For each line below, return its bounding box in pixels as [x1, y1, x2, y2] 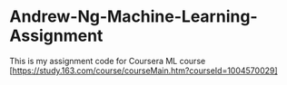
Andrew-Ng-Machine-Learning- [9, 6, 258, 27]
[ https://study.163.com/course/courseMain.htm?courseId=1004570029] [9, 65, 279, 76]
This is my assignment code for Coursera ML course [9, 55, 206, 66]
